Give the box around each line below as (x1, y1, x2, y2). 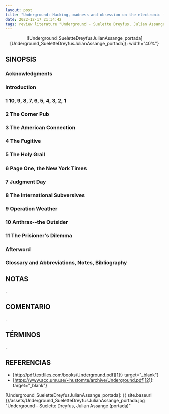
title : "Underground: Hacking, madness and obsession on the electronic (5, 12, 161, 17)
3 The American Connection (5, 124, 76, 131)
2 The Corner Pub (5, 111, 49, 118)
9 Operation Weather (5, 205, 58, 212)
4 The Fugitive (5, 138, 41, 145)
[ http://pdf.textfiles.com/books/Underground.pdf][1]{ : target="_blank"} (12, 372, 159, 378)
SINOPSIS (5, 55, 37, 63)
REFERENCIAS (5, 358, 51, 367)
